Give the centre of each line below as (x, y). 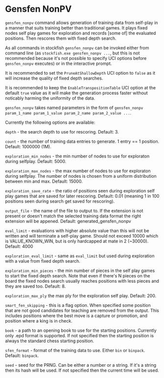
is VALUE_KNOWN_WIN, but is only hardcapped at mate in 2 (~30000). (77, 241)
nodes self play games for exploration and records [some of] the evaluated (81, 33)
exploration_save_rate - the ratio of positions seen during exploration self (80, 190)
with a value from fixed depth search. (43, 261)
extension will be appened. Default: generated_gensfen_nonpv (68, 221)
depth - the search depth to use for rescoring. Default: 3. (62, 132)
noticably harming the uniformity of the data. (50, 98)
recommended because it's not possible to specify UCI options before (76, 58)
